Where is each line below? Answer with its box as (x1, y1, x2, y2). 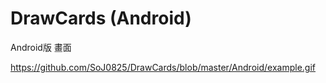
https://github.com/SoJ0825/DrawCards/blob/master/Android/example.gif (10, 61, 316, 73)
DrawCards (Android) (10, 7, 192, 30)
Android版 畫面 (10, 41, 72, 53)
